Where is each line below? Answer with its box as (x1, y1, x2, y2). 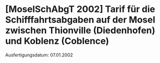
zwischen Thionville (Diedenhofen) (5, 25, 155, 36)
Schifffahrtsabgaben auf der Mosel (5, 14, 155, 25)
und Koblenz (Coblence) (5, 35, 110, 47)
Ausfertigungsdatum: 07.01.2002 (5, 51, 73, 58)
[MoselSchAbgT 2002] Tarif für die (5, 3, 155, 15)
